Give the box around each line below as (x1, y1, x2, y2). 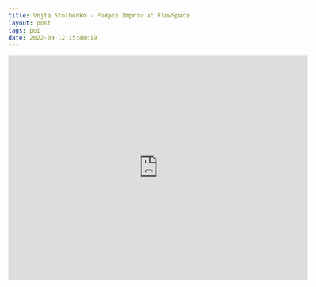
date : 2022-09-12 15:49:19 (8, 33, 98, 42)
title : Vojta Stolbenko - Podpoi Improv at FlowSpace (8, 11, 191, 20)
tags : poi (8, 26, 41, 34)
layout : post (8, 19, 52, 27)
